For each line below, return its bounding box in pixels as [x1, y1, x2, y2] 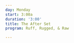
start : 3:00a [5, 12, 33, 17]
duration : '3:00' [5, 16, 42, 21]
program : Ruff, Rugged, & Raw [5, 26, 69, 31]
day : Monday [5, 7, 30, 12]
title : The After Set [5, 21, 51, 26]
